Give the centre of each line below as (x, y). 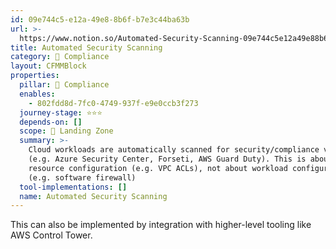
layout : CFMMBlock (48, 66)
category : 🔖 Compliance (60, 57)
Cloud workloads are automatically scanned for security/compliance (174, 150)
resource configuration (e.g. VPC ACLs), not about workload (158, 168)
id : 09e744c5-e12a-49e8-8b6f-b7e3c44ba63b (100, 19)
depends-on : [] (51, 122)
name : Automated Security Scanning (93, 196)
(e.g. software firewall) (82, 177)
